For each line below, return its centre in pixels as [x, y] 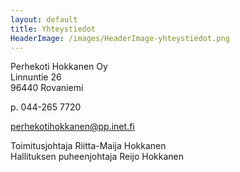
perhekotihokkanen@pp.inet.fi [72, 127]
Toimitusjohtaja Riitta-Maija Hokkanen [88, 146]
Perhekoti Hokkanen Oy [59, 67]
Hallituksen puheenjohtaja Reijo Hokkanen [97, 157]
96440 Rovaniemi [47, 88]
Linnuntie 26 [36, 77]
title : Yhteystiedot [53, 29]
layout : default [44, 19]
